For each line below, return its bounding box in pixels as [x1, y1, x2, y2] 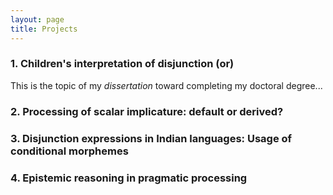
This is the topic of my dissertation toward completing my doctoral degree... [10, 79, 323, 91]
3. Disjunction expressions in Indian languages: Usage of [10, 131, 293, 145]
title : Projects [10, 24, 78, 34]
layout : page [10, 14, 65, 25]
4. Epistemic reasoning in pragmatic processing [10, 171, 248, 185]
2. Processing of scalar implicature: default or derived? [10, 104, 284, 118]
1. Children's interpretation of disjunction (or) [10, 57, 235, 71]
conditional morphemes [10, 144, 129, 158]
